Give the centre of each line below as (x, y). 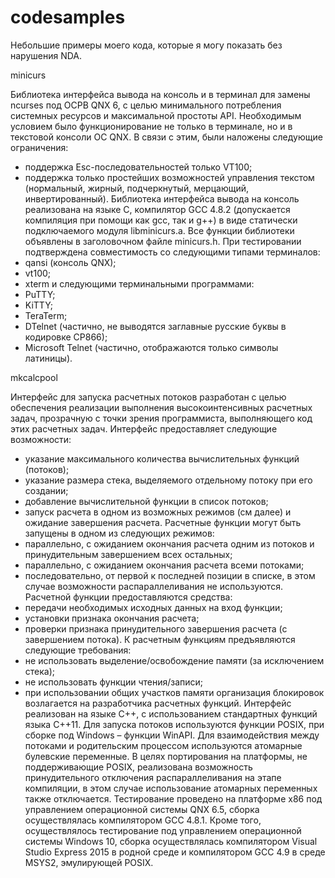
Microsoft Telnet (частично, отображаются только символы (151, 347)
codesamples (68, 17)
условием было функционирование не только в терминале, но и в (151, 126)
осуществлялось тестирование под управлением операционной (163, 830)
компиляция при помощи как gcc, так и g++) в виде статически (161, 220)
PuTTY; (40, 294)
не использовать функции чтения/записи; (114, 682)
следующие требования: (78, 650)
